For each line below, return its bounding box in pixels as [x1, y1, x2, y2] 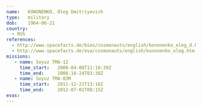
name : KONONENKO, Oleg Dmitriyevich [6, 8, 103, 15]
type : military [6, 14, 50, 20]
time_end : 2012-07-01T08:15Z [19, 87, 103, 93]
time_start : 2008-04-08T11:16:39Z [19, 64, 112, 71]
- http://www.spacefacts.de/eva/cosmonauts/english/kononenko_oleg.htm [11, 48, 195, 54]
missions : [6, 53, 31, 59]
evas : [6, 92, 20, 98]
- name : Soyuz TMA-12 [14, 59, 69, 65]
